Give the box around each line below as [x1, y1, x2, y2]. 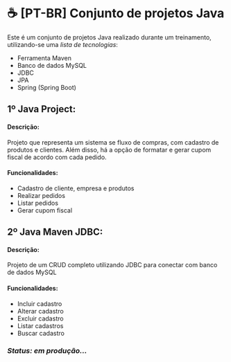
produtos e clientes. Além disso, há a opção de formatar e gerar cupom [7, 145, 212, 154]
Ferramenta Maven [17, 53, 71, 62]
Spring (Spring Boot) [17, 83, 76, 91]
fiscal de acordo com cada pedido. [7, 153, 107, 161]
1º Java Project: [7, 103, 76, 115]
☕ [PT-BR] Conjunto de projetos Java [7, 6, 225, 21]
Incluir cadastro [17, 299, 62, 308]
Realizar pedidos [17, 191, 66, 199]
